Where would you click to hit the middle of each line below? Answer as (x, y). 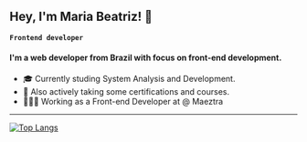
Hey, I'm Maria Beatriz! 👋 (81, 17)
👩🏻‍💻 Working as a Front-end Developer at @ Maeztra (123, 102)
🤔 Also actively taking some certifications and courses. (126, 92)
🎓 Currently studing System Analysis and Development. (129, 79)
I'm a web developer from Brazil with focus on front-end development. (146, 58)
